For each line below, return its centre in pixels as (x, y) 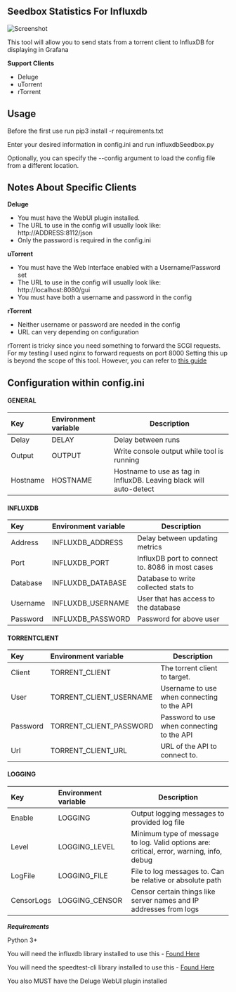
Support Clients (31, 63)
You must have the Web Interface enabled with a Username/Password (119, 268)
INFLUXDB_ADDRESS (87, 542)
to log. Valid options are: (171, 842)
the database (158, 608)
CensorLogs (31, 900)
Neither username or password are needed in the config (99, 325)
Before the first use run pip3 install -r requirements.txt (85, 131)
